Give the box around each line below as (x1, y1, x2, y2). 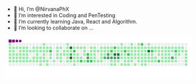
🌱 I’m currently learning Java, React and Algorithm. (13, 18, 138, 25)
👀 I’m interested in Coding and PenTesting (13, 12, 116, 19)
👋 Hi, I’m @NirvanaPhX (13, 6, 70, 12)
